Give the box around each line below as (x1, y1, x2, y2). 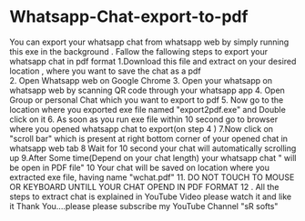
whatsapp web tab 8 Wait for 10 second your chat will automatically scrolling (9, 143, 297, 154)
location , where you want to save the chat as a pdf (9, 65, 202, 76)
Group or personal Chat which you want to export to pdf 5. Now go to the (9, 94, 284, 105)
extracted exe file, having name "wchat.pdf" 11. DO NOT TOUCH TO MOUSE (9, 171, 295, 183)
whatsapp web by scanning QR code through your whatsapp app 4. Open (9, 85, 285, 95)
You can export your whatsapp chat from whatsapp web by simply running (9, 36, 290, 47)
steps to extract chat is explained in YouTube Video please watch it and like (9, 191, 292, 202)
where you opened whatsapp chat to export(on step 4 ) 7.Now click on (9, 123, 274, 134)
